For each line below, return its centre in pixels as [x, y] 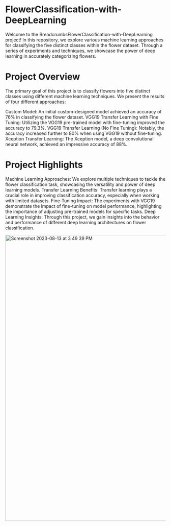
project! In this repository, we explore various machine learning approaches [84, 40]
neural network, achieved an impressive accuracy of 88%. [66, 144]
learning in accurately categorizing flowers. [51, 56]
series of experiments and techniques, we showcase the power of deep [80, 51]
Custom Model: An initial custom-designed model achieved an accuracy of [83, 111]
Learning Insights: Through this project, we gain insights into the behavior [82, 217]
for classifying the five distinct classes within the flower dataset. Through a [84, 45]
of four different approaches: [36, 102]
